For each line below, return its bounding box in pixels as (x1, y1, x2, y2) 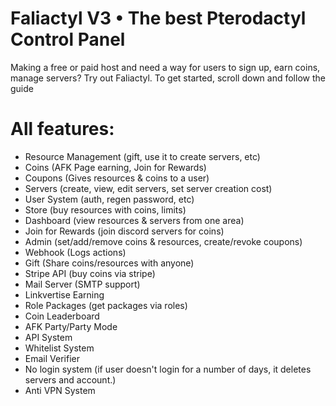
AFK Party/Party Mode (24, 320, 118, 332)
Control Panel (10, 28, 126, 51)
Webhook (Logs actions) (24, 246, 127, 258)
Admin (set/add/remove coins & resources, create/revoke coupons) (24, 235, 303, 247)
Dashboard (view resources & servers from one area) (24, 214, 245, 226)
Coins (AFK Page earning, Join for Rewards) (24, 161, 207, 173)
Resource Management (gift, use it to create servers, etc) (24, 150, 261, 162)
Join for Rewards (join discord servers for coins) (24, 225, 225, 237)
